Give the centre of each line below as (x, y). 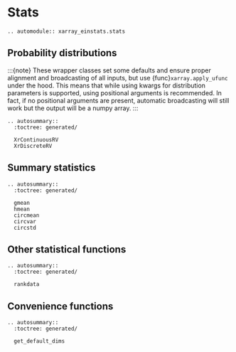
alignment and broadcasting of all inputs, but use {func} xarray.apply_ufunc (118, 78)
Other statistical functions (67, 249)
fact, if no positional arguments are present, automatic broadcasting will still (118, 100)
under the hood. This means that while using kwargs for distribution (107, 85)
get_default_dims (39, 341)
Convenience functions (60, 306)
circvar (25, 221)
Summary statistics (52, 168)
